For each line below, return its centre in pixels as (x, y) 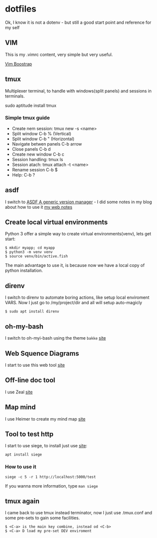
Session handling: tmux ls (37, 159)
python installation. (24, 271)
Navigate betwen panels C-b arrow (47, 144)
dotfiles (21, 9)
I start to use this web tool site (35, 365)
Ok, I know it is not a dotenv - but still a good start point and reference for (78, 22)
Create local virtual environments (56, 222)
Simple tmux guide (27, 118)
